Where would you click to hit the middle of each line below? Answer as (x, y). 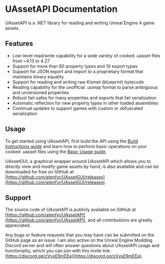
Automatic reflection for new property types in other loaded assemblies (85, 103)
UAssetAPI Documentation (61, 9)
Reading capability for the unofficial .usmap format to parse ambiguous (85, 87)
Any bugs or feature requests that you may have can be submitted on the (80, 235)
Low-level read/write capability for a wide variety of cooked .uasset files (86, 55)
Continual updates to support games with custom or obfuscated (78, 108)
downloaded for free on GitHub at (39, 171)
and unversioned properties (41, 92)
